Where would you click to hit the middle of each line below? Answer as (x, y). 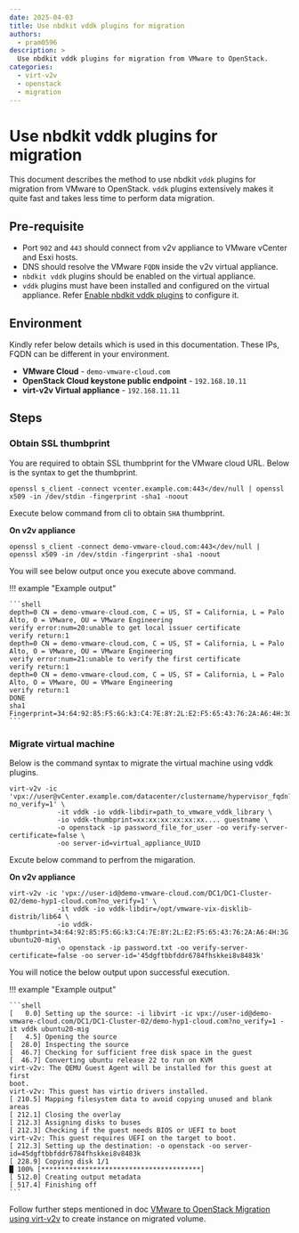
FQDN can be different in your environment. (89, 354)
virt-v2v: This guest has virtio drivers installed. (109, 1091)
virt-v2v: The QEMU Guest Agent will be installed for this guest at (141, 1068)
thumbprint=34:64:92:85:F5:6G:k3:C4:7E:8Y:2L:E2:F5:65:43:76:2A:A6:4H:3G (149, 933)
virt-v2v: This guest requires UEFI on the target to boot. (123, 1139)
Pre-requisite (47, 227)
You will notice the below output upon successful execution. (119, 972)
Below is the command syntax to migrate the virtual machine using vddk (141, 763)
